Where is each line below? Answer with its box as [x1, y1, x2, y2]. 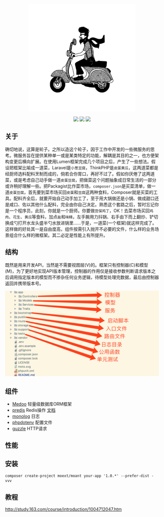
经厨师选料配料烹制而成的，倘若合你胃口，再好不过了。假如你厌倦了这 [5, 171, 146, 177]
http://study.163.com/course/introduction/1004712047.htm [5, 506, 122, 512]
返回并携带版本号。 [5, 280, 44, 286]
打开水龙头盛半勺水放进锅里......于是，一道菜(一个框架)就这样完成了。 [18, 220, 157, 226]
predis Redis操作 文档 [12, 407, 56, 413]
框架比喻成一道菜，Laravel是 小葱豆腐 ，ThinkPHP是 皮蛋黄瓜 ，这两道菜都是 [13, 164, 159, 170]
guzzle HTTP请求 [12, 426, 47, 431]
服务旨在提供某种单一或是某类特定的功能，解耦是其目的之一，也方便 [18, 152, 155, 158]
